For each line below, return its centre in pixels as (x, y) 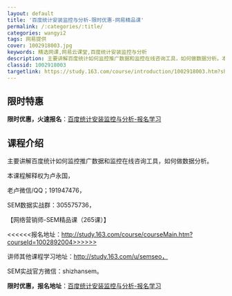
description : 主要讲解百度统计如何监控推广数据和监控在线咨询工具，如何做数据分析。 (115, 59)
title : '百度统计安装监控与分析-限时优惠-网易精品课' (76, 20)
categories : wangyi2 (37, 33)
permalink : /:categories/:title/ (55, 26)
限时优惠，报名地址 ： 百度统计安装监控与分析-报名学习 (84, 286)
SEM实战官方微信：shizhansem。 (55, 271)
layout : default (30, 13)
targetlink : (24, 71)
